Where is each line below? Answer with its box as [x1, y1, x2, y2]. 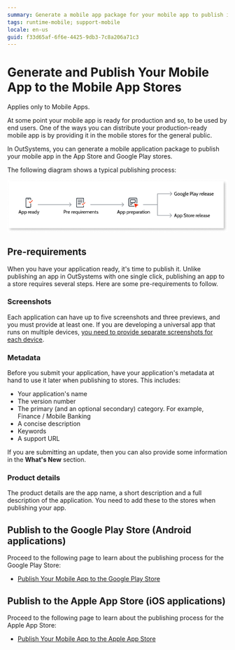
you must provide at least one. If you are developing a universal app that [7, 320, 215, 329]
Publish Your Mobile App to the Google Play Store [17, 575, 161, 583]
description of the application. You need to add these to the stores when [7, 496, 215, 505]
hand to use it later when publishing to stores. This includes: [7, 376, 180, 385]
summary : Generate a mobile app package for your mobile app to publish [7, 11, 224, 18]
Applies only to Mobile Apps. [7, 102, 90, 111]
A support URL [17, 435, 60, 443]
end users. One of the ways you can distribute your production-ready [7, 123, 208, 133]
